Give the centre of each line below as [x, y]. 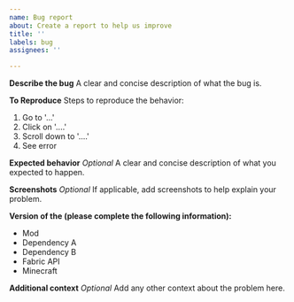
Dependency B [49, 252]
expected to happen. [47, 173]
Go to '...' [38, 118]
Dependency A [49, 243]
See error [39, 146]
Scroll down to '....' [56, 136]
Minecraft [39, 271]
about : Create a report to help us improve [91, 26]
